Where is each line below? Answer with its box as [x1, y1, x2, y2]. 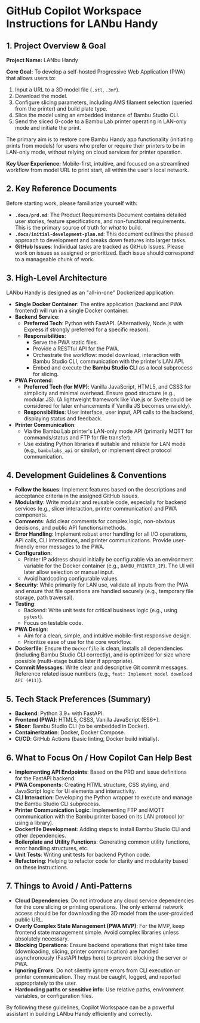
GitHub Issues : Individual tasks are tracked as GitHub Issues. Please [14, 243, 184, 250]
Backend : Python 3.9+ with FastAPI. [14, 710, 104, 717]
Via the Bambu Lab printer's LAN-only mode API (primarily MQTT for [23, 427, 193, 435]
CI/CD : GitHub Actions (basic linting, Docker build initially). [14, 735, 159, 743]
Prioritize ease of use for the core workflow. [23, 639, 132, 646]
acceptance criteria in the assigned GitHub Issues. [14, 492, 139, 500]
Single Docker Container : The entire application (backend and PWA [14, 300, 182, 307]
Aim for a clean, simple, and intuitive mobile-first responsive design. [23, 632, 192, 639]
